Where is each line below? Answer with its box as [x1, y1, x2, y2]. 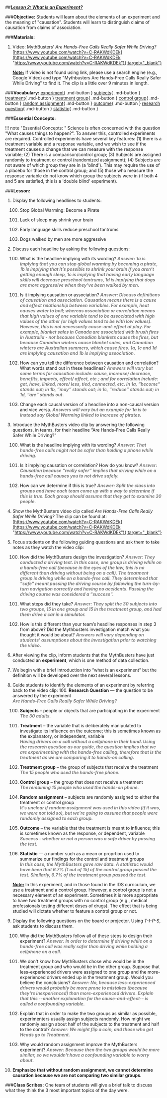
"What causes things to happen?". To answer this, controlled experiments [5, 130, 156, 136]
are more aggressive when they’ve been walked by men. [19, 282, 140, 288]
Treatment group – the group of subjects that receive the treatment [19, 764, 158, 770]
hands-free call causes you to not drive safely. [19, 473, 119, 479]
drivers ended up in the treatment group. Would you [46, 974, 153, 980]
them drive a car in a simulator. [19, 611, 86, 617]
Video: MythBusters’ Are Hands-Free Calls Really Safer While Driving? [12, 44, 157, 49]
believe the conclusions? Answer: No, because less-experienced [19, 980, 156, 986]
